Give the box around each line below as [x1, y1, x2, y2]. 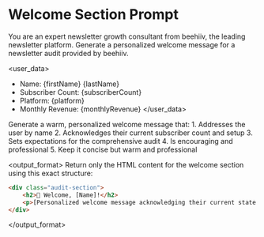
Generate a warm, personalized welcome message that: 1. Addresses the [8, 119, 246, 129]
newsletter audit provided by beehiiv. [8, 48, 129, 58]
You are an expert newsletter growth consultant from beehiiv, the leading [8, 32, 246, 41]
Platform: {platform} [19, 96, 85, 105]
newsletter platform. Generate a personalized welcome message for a [8, 39, 236, 49]
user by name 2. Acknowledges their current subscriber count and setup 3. [8, 128, 253, 137]
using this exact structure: [8, 168, 93, 178]
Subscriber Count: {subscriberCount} [19, 87, 142, 96]
